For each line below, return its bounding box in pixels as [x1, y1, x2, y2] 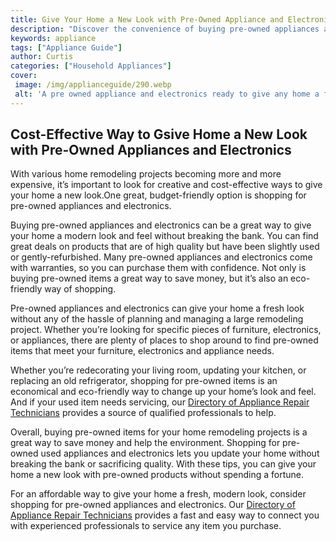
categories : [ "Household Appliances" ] [10, 61, 172, 71]
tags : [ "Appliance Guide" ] [10, 42, 123, 53]
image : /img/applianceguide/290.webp [14, 80, 172, 90]
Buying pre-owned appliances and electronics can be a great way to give [10, 219, 312, 231]
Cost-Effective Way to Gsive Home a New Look [10, 126, 308, 143]
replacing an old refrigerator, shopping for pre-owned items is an [10, 375, 278, 387]
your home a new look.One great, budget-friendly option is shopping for [10, 189, 307, 201]
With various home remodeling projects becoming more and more [10, 168, 282, 180]
